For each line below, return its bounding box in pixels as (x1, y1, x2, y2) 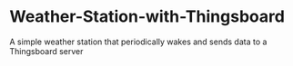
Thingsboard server (9, 45, 84, 56)
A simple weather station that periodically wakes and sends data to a (9, 36, 268, 47)
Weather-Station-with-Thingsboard (9, 6, 285, 27)
